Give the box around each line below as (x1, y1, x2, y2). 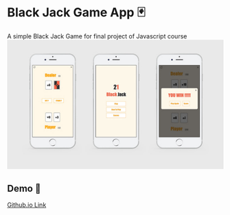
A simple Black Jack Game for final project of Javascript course (7, 31, 187, 40)
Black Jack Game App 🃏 (7, 5, 146, 21)
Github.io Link (7, 201, 47, 209)
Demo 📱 (7, 182, 41, 194)
